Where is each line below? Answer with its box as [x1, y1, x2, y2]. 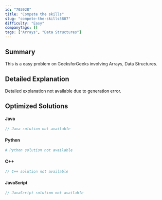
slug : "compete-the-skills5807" [5, 16, 71, 21]
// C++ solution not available [5, 169, 69, 174]
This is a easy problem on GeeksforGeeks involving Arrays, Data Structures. [5, 60, 158, 66]
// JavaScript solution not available [5, 191, 84, 196]
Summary [5, 48, 36, 56]
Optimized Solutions [5, 102, 68, 110]
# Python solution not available [5, 148, 73, 153]
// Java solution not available [5, 126, 71, 132]
